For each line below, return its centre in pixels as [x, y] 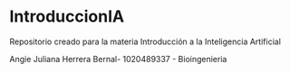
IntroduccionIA [67, 17]
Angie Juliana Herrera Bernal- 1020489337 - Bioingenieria [118, 59]
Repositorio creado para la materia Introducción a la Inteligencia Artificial [145, 41]
